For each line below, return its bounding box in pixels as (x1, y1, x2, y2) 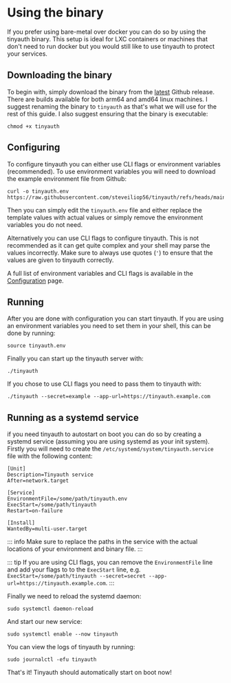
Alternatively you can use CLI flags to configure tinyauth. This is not (7, 234, 199, 242)
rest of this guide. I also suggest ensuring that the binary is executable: (7, 109, 208, 118)
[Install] (7, 519, 36, 527)
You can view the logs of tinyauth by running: (7, 643, 135, 651)
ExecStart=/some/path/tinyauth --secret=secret (7, 573, 146, 580)
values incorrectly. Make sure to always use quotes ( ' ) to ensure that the (7, 248, 213, 257)
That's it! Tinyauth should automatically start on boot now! (7, 669, 172, 677)
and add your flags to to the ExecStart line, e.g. (7, 565, 141, 574)
